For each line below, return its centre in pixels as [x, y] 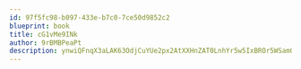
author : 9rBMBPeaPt [46, 43]
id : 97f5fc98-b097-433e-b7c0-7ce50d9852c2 [90, 17]
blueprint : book [39, 26]
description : [34, 51]
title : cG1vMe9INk [43, 34]
